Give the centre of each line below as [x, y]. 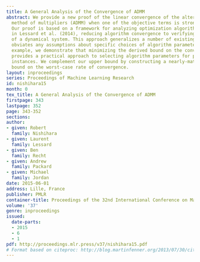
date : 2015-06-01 [28, 183]
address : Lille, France [36, 189]
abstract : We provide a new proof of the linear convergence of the [93, 17]
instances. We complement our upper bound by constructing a [89, 61]
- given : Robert [26, 128]
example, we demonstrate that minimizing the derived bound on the [97, 51]
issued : [16, 217]
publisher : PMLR [26, 194]
